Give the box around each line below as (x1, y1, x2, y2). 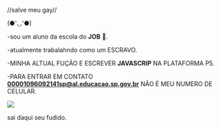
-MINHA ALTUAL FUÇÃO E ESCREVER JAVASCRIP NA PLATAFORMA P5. (7, 59, 215, 67)
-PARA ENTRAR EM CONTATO (7, 72, 93, 81)
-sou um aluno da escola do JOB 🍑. (7, 32, 108, 41)
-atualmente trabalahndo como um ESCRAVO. (7, 46, 137, 54)
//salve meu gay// (7, 6, 57, 14)
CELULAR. (7, 87, 37, 95)
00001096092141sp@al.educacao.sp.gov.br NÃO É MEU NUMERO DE (7, 80, 213, 88)
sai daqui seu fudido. (7, 114, 67, 121)
